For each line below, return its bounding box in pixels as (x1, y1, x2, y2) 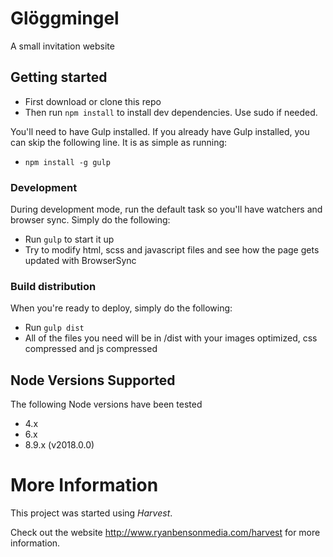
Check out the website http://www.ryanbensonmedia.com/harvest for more (10, 527, 321, 539)
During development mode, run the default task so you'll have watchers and (10, 203, 323, 216)
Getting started (10, 69, 108, 86)
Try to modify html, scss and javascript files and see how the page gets (24, 244, 320, 256)
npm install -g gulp (24, 157, 111, 167)
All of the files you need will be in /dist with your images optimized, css (24, 332, 318, 344)
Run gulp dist (24, 322, 85, 334)
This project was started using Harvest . (10, 507, 173, 519)
